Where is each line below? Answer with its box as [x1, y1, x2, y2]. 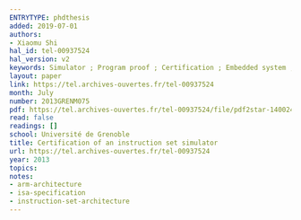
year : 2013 [9, 154, 50, 164]
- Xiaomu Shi [9, 38, 58, 48]
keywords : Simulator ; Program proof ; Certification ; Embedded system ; [9, 64, 295, 73]
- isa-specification [9, 189, 87, 198]
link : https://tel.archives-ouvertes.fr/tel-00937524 [9, 80, 215, 89]
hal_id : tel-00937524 [9, 47, 90, 56]
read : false [9, 113, 54, 122]
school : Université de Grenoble [9, 130, 130, 139]
